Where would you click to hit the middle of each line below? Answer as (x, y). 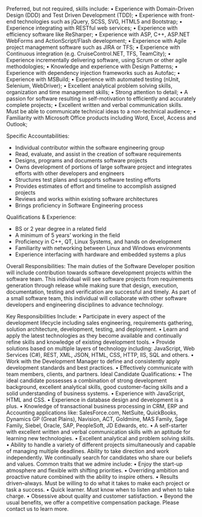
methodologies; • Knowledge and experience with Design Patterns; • (92, 66)
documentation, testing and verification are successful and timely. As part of (101, 292)
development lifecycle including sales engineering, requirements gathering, (100, 323)
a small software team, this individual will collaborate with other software (96, 298)
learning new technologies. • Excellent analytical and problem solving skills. (100, 438)
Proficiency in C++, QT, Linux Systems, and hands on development (98, 242)
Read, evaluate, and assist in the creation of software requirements (98, 154)
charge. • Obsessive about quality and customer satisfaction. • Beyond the (99, 496)
